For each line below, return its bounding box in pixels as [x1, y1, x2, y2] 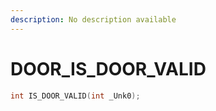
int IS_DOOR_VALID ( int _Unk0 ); [10, 91, 141, 101]
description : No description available [10, 14, 177, 25]
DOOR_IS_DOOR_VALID [10, 57, 207, 80]
